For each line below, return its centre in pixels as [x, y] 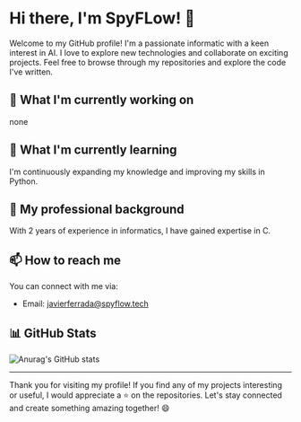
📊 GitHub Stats [53, 333]
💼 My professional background [97, 209]
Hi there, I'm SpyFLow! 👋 [102, 18]
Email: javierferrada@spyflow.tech [86, 303]
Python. [24, 181]
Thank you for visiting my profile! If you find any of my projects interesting [146, 385]
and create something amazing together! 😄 [90, 408]
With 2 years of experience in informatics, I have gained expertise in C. [140, 231]
